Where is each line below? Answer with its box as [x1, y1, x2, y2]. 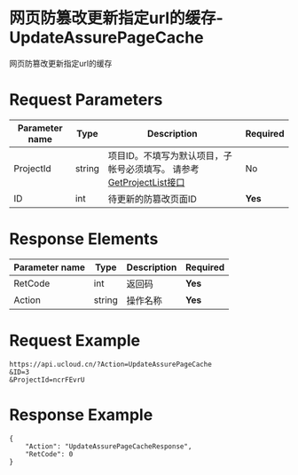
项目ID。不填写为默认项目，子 [107, 149, 233, 162]
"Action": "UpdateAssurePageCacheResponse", [25, 441, 192, 451]
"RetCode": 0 [25, 449, 74, 458]
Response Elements [9, 229, 159, 249]
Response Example [9, 405, 153, 424]
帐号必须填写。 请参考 [107, 162, 200, 175]
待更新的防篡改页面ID [107, 193, 198, 205]
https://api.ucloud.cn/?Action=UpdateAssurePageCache [9, 360, 213, 368]
